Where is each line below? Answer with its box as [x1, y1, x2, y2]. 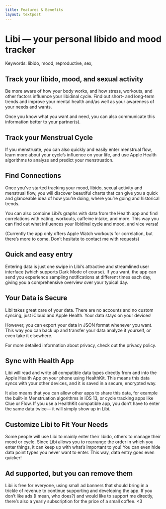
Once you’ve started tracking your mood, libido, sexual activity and [5, 185, 143, 191]
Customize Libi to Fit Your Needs [5, 420, 108, 429]
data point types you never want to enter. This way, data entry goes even [5, 449, 155, 456]
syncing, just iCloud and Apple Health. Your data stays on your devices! [5, 312, 152, 318]
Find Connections [5, 171, 61, 180]
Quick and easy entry [5, 250, 73, 259]
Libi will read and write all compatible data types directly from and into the [5, 370, 157, 376]
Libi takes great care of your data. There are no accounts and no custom [5, 307, 154, 313]
